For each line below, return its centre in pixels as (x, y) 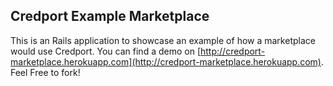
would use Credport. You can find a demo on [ (105, 51)
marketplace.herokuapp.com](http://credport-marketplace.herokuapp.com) (166, 61)
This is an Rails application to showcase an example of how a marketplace (163, 40)
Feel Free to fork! (45, 72)
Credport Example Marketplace (110, 16)
